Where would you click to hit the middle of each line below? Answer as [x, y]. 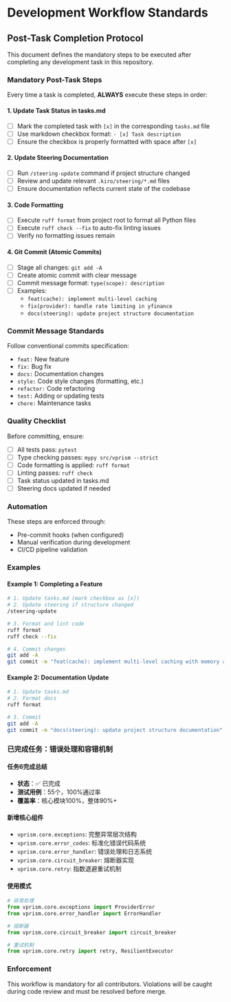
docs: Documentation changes [60, 374]
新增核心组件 [25, 817]
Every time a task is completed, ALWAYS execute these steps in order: [107, 95]
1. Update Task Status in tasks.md [56, 110]
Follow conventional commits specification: [68, 346]
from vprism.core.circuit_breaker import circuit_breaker [92, 932]
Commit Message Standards [56, 331]
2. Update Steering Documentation [58, 158]
